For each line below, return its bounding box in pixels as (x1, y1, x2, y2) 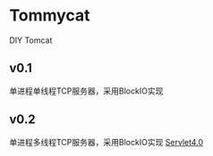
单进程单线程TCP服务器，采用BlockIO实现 (9, 86, 164, 96)
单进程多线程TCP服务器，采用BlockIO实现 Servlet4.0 (9, 136, 204, 147)
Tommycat (9, 5, 90, 26)
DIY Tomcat (9, 35, 53, 45)
